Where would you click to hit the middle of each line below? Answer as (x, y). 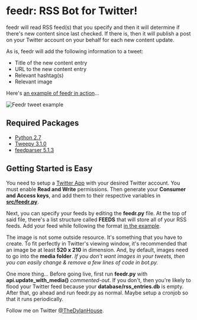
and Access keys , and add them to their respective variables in (83, 195)
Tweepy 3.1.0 (30, 144)
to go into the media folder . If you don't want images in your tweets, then (96, 256)
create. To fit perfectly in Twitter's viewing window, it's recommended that (97, 243)
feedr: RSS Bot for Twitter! (72, 11)
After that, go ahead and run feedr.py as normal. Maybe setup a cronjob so (97, 292)
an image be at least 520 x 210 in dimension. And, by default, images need (97, 250)
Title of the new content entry (51, 63)
